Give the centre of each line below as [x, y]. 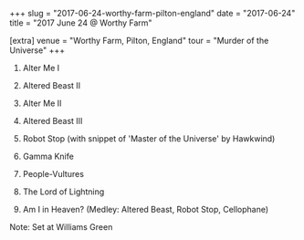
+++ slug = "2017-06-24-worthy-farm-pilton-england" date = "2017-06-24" [152, 13]
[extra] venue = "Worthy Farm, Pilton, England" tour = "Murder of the [139, 41]
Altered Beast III [52, 121]
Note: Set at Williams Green [61, 227]
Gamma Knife [48, 156]
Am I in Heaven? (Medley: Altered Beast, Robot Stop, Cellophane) [146, 209]
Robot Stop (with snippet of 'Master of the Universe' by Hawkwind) [149, 139]
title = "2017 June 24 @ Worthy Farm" [81, 23]
